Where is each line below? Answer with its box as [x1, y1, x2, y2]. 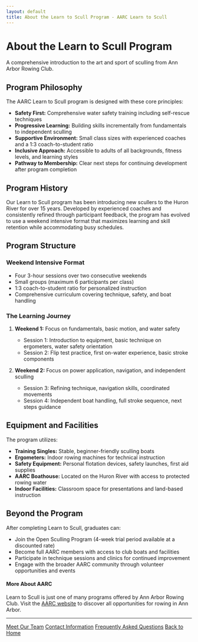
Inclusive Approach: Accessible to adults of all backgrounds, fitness [14, 147, 182, 154]
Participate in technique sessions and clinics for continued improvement [14, 554, 190, 561]
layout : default [6, 8, 46, 15]
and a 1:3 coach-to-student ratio [14, 141, 94, 148]
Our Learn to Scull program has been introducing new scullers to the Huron [6, 199, 189, 206]
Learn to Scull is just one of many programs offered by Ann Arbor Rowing [6, 594, 184, 601]
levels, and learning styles [14, 153, 78, 160]
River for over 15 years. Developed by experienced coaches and [6, 205, 162, 212]
